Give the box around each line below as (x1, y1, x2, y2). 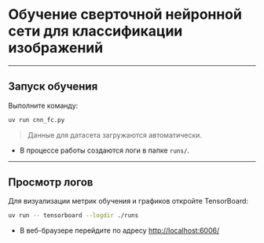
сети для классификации (8, 22, 183, 40)
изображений (8, 39, 104, 57)
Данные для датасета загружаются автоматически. (27, 130, 203, 139)
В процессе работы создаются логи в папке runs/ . (19, 145, 190, 155)
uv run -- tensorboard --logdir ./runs (8, 212, 139, 219)
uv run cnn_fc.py (8, 116, 65, 123)
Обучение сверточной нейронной (8, 6, 242, 24)
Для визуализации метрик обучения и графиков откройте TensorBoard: (8, 197, 249, 206)
